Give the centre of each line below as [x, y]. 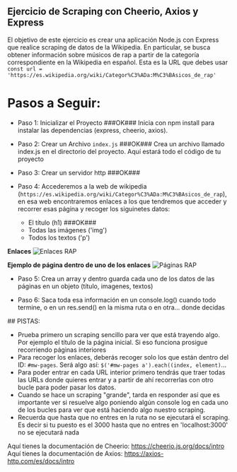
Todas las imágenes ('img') [68, 230]
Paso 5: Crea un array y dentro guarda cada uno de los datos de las [116, 278]
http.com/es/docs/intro [41, 461]
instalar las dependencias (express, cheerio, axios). [93, 130]
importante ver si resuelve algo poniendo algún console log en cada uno [123, 402]
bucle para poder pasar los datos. [67, 387]
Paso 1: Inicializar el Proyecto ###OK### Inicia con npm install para [116, 122]
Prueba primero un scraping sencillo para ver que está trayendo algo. [119, 334]
